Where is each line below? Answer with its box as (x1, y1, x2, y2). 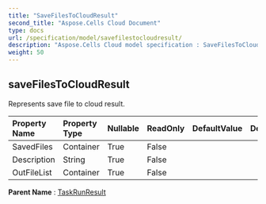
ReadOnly (146, 122, 185, 133)
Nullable (107, 122, 140, 133)
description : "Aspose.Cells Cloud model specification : (8, 41, 200, 49)
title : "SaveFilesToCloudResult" (8, 11, 119, 20)
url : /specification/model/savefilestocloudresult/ (8, 33, 182, 42)
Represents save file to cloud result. (8, 98, 125, 108)
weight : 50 (8, 48, 44, 56)
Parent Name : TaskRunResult (8, 187, 107, 197)
